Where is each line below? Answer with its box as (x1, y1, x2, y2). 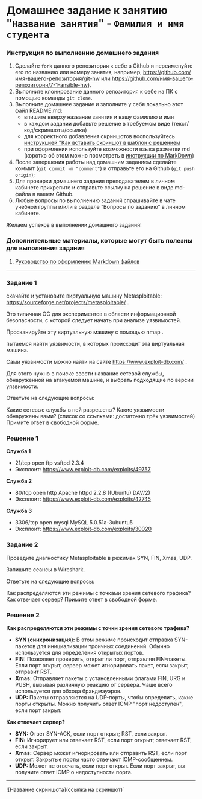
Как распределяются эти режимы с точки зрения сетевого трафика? (6, 624, 190, 631)
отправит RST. (14, 668, 52, 675)
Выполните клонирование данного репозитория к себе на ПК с (14, 88, 178, 95)
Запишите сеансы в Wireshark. (6, 565, 85, 573)
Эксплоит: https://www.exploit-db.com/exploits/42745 (14, 495, 151, 503)
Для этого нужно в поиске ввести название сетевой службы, (6, 370, 164, 377)
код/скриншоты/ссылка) (23, 126, 87, 133)
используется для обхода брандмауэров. (14, 687, 122, 695)
